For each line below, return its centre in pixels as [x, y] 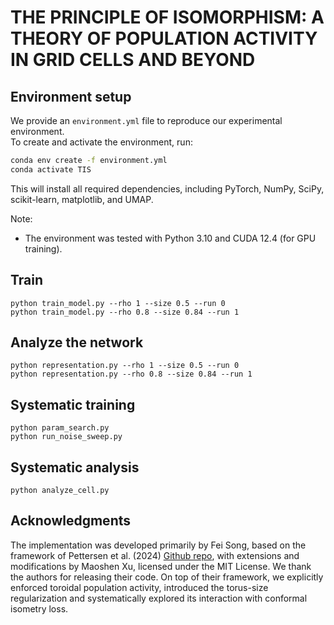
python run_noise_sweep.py [66, 437]
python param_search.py [60, 428]
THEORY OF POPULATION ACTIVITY [164, 38]
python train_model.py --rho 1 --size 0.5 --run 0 [118, 303]
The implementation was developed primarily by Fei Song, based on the [158, 545]
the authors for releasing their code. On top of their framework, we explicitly [167, 577]
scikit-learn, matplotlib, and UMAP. [82, 199]
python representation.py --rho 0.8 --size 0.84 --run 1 [131, 374]
